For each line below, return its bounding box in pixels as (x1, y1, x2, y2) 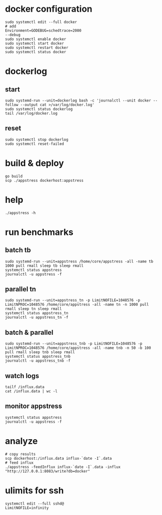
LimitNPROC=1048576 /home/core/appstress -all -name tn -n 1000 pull (5, 302, 149, 307)
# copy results (5, 451, 36, 456)
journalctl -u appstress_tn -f (5, 315, 69, 320)
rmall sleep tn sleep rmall (5, 306, 62, 311)
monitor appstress (5, 402, 62, 410)
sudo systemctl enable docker (5, 37, 67, 42)
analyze (5, 436, 38, 447)
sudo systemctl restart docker (5, 45, 69, 50)
